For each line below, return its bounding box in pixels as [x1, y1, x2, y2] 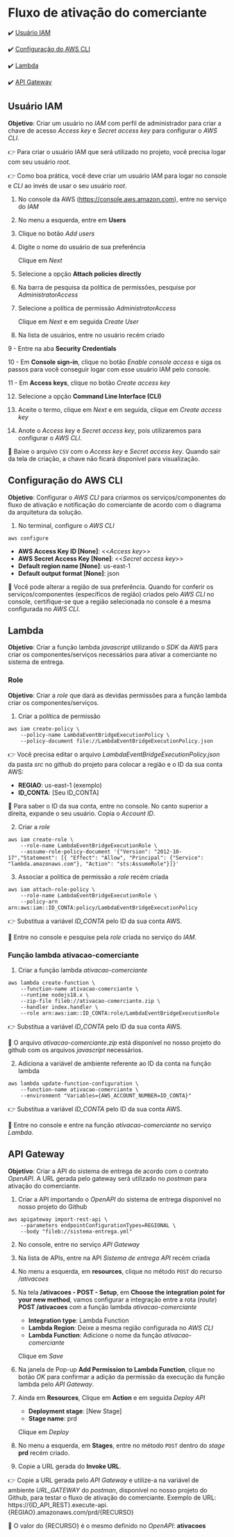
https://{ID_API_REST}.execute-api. [8, 1500, 108, 1509]
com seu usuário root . [8, 158, 71, 166]
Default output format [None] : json [17, 569, 120, 577]
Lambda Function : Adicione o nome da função [28, 1331, 162, 1339]
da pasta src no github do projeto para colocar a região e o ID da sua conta [8, 760, 223, 768]
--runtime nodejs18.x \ [20, 991, 90, 998]
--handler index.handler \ [20, 1004, 99, 1011]
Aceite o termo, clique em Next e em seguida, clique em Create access [17, 405, 222, 414]
